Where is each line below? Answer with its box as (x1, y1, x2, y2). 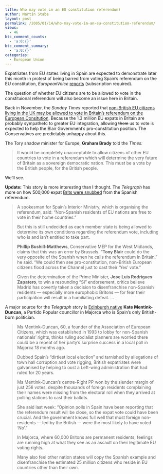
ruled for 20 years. (17, 370, 54, 376)
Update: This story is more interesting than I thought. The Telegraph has (5, 184, 150, 190)
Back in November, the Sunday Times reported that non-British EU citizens (5, 105, 155, 111)
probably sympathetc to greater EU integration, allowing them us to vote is (5, 121, 154, 126)
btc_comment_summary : (5, 43, 49, 48)
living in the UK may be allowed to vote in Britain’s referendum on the (5, 110, 144, 116)
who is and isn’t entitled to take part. (17, 234, 90, 240)
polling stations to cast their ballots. (17, 395, 89, 401)
